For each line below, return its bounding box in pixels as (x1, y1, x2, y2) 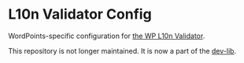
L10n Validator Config (8, 5, 152, 23)
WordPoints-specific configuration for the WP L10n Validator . (8, 31, 205, 40)
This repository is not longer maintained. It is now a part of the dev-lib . (8, 46, 237, 55)
